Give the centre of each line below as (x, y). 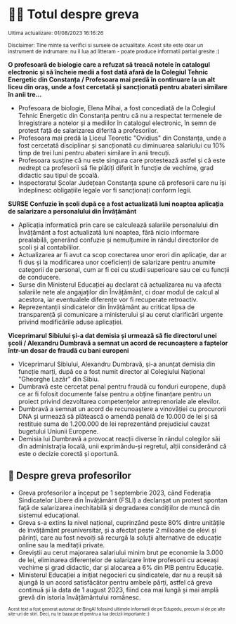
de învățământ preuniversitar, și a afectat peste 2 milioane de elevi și (117, 530)
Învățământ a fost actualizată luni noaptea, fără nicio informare (109, 232)
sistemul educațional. (49, 515)
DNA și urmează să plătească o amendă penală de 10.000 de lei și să (118, 416)
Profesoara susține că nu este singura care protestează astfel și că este (122, 160)
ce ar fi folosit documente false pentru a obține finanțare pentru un (114, 394)
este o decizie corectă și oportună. (68, 453)
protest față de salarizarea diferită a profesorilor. (88, 130)
